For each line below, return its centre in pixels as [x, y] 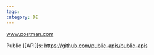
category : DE [22, 17]
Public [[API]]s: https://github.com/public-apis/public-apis [77, 46]
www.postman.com [30, 34]
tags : [13, 12]
